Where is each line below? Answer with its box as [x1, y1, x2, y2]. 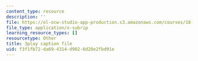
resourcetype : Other [6, 35, 57, 41]
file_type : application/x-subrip [6, 24, 88, 31]
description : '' [6, 14, 46, 20]
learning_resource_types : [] [6, 30, 78, 36]
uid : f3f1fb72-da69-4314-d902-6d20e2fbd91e [6, 46, 115, 52]
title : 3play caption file [6, 41, 72, 47]
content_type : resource [6, 8, 65, 15]
